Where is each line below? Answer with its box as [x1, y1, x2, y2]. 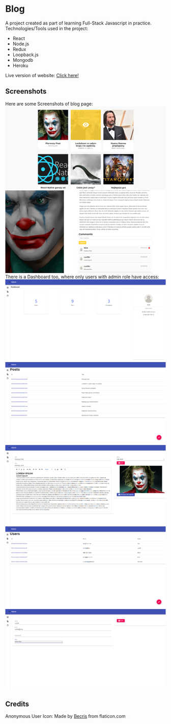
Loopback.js [12, 52, 39, 58]
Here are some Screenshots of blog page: [5, 101, 93, 107]
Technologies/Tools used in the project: [5, 25, 88, 31]
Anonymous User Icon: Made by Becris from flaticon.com [5, 713, 126, 719]
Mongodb [12, 57, 34, 63]
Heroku [12, 62, 28, 68]
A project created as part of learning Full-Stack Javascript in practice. [5, 20, 152, 26]
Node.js [12, 40, 30, 46]
